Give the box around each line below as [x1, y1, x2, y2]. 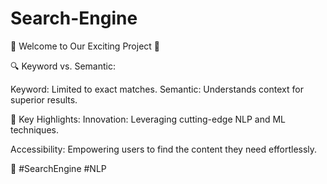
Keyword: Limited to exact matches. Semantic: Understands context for [10, 83, 304, 95]
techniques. [10, 123, 59, 136]
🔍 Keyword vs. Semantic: [10, 60, 116, 72]
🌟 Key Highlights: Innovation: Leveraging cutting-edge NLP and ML [10, 113, 287, 125]
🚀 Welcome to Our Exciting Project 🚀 [10, 40, 161, 52]
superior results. [10, 93, 78, 106]
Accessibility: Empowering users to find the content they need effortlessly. [10, 143, 318, 155]
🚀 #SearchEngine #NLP [10, 162, 107, 174]
